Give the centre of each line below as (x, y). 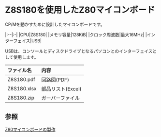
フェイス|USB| (28, 41)
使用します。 (26, 57)
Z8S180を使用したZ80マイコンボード (80, 10)
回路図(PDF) (55, 80)
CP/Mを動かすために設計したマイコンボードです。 (55, 24)
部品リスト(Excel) (61, 89)
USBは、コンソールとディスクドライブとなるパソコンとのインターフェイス (79, 51)
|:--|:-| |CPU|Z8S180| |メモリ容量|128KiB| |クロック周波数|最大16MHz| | (76, 34)
